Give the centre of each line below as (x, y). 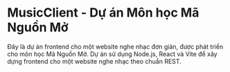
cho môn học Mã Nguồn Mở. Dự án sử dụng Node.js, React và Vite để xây (112, 54)
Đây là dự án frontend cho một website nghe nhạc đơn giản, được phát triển (115, 46)
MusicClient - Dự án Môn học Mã (103, 13)
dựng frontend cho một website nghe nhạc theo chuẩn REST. (94, 61)
